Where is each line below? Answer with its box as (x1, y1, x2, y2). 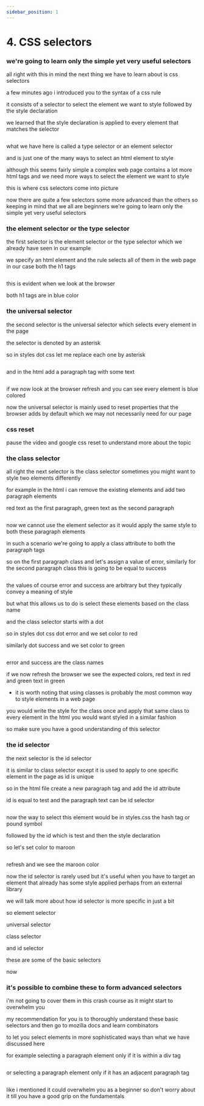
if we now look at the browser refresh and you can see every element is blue (6, 385, 199, 393)
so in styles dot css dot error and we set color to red (6, 630, 138, 637)
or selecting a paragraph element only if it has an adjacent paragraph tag (6, 1069, 190, 1076)
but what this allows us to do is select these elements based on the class (6, 600, 189, 607)
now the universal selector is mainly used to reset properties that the (6, 403, 178, 411)
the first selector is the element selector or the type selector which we (6, 238, 183, 245)
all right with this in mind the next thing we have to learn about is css (6, 71, 178, 78)
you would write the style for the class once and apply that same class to (6, 707, 190, 715)
